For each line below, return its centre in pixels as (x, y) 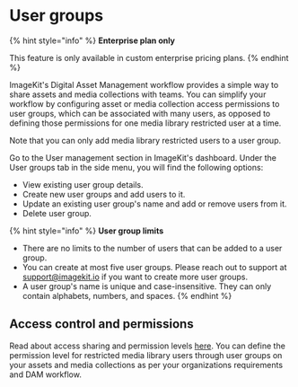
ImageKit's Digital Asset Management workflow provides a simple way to (144, 84)
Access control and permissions (102, 324)
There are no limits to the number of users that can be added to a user (152, 248)
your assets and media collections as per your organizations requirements (146, 365)
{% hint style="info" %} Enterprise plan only (92, 40)
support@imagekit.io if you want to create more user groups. (135, 277)
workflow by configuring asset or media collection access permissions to (145, 103)
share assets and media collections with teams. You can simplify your (138, 94)
